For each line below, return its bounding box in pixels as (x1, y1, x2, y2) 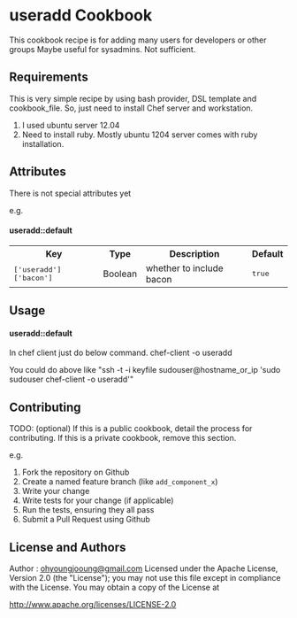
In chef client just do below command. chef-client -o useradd (9, 347, 232, 359)
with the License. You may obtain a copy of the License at (9, 582, 220, 592)
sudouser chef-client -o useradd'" (9, 374, 134, 385)
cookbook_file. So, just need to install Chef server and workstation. (9, 103, 254, 113)
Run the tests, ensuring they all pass (21, 505, 155, 515)
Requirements (9, 70, 88, 85)
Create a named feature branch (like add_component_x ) (21, 476, 218, 487)
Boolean (103, 267, 138, 280)
